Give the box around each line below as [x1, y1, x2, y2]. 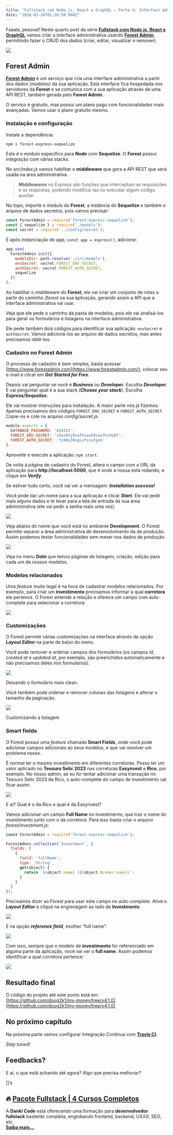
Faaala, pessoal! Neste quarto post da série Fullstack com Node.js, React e [6, 26, 166, 32]
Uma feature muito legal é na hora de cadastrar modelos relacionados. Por [6, 583, 164, 590]
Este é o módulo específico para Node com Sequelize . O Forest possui [6, 151, 157, 157]
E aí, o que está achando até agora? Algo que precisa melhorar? [6, 1069, 141, 1075]
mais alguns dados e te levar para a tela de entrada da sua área [6, 498, 140, 504]
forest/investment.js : [6, 822, 49, 828]
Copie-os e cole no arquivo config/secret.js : [6, 414, 99, 420]
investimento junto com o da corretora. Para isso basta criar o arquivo [6, 816, 153, 823]
